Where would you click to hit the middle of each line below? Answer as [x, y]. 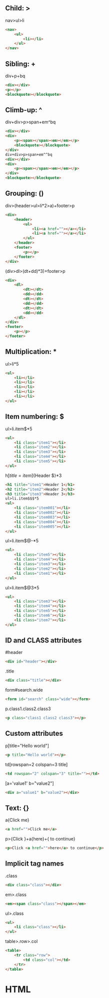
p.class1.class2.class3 [28, 709]
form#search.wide [24, 690]
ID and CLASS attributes [43, 641]
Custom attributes [34, 733]
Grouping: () [24, 193]
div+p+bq [15, 76]
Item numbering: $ [34, 417]
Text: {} [17, 808]
